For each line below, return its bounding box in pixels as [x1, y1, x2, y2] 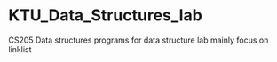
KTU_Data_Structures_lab [8, 5, 203, 26]
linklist [8, 43, 32, 54]
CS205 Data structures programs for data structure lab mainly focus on [8, 35, 269, 45]
